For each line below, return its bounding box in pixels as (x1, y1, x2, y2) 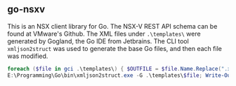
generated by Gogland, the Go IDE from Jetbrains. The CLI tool (7, 36, 190, 45)
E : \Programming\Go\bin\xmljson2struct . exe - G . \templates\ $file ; (7, 71, 202, 79)
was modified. (7, 52, 48, 60)
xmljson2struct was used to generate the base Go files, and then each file (7, 44, 223, 52)
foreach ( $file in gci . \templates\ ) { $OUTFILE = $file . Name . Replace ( (7, 65, 222, 72)
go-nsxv (7, 3, 46, 15)
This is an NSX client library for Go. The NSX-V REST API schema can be (7, 22, 218, 30)
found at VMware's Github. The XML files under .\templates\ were (7, 29, 202, 38)
